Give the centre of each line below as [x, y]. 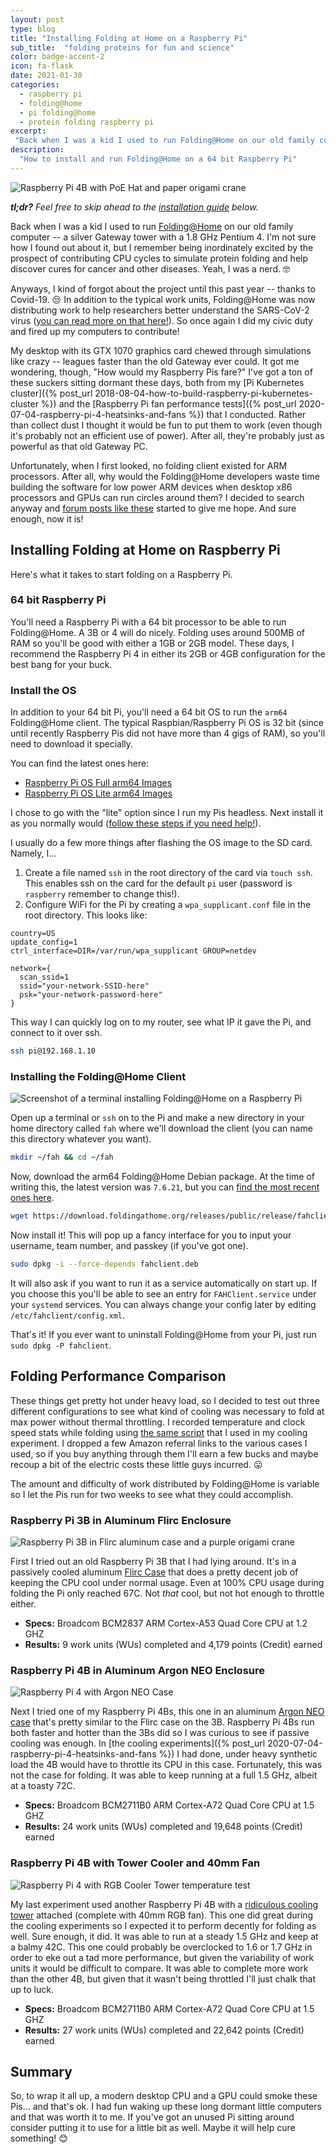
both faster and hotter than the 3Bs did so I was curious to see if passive [160, 1733]
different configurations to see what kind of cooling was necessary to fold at [167, 1411]
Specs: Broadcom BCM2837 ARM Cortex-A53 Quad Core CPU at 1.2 [166, 1623]
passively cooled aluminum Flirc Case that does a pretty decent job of [154, 1572]
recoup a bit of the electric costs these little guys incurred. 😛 [136, 1464]
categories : [35, 85]
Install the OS [43, 690]
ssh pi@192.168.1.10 [53, 1051]
